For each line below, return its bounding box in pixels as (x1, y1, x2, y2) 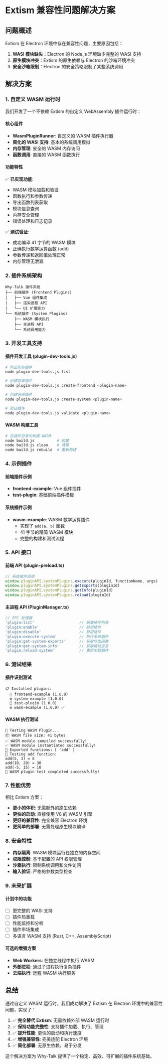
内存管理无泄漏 (12, 258, 44, 264)
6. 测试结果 (5, 661, 32, 668)
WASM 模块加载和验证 (12, 187, 59, 193)
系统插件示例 (5, 504, 32, 510)
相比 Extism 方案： (5, 794, 44, 800)
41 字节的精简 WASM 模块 (20, 529, 74, 535)
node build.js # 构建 (5, 438, 69, 443)
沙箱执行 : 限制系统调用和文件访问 (12, 862, 81, 868)
